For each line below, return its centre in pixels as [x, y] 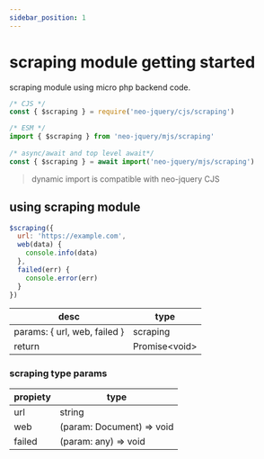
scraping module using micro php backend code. [100, 87]
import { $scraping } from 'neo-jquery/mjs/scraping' [112, 137]
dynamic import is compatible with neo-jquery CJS [125, 179]
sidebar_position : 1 [48, 18]
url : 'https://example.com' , [72, 236]
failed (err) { [44, 270]
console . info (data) [62, 253]
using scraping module [75, 207]
